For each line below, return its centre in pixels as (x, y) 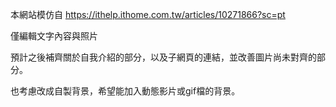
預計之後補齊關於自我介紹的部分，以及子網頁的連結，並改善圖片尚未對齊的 (163, 57)
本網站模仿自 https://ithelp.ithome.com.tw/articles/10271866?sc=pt (148, 14)
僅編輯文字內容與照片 (54, 36)
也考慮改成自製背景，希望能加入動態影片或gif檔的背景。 (125, 91)
